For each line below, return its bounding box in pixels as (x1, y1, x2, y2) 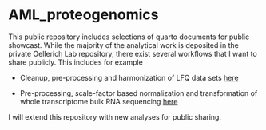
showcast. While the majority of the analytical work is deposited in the (8, 40, 240, 49)
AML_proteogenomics (8, 6, 159, 24)
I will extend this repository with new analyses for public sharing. (8, 112, 222, 121)
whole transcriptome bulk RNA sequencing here (19, 97, 178, 106)
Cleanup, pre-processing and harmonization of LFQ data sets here (19, 73, 239, 82)
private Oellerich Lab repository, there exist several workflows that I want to (8, 49, 257, 58)
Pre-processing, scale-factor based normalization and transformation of (19, 88, 258, 97)
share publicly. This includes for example (8, 57, 144, 67)
